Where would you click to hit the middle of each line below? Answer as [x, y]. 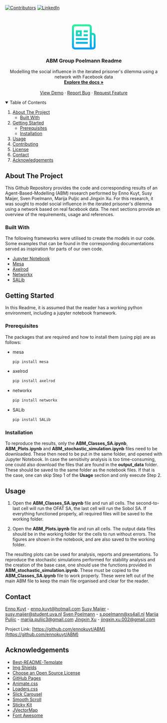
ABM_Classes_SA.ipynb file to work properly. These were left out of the [80, 576]
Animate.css [25, 683]
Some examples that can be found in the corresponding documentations [80, 244]
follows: [13, 342]
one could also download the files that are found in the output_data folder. [82, 465]
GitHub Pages [27, 678]
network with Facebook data [84, 77]
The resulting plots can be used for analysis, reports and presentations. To [82, 554]
